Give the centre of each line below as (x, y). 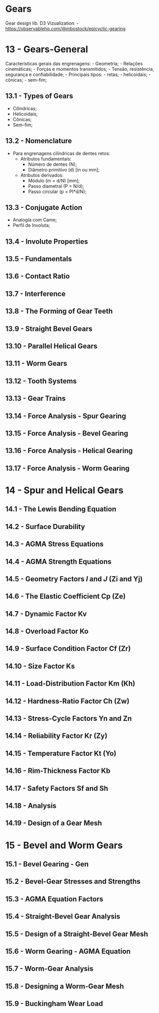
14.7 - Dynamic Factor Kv (46, 614)
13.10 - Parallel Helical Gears (51, 346)
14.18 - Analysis (31, 806)
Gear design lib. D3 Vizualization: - (42, 23)
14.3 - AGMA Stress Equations (55, 544)
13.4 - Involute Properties (47, 241)
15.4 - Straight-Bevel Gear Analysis (63, 917)
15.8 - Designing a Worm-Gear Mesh (65, 986)
